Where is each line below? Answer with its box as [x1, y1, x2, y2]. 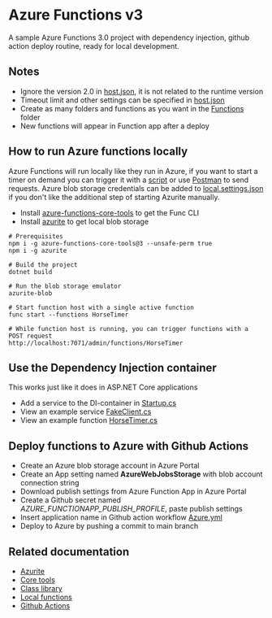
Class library [19, 584, 63, 593]
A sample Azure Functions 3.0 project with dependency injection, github [8, 33, 250, 42]
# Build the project [8, 260, 79, 269]
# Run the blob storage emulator [8, 282, 122, 290]
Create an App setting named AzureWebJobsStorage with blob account [19, 469, 263, 479]
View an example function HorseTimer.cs [19, 416, 158, 425]
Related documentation [8, 545, 130, 559]
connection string [19, 478, 80, 488]
